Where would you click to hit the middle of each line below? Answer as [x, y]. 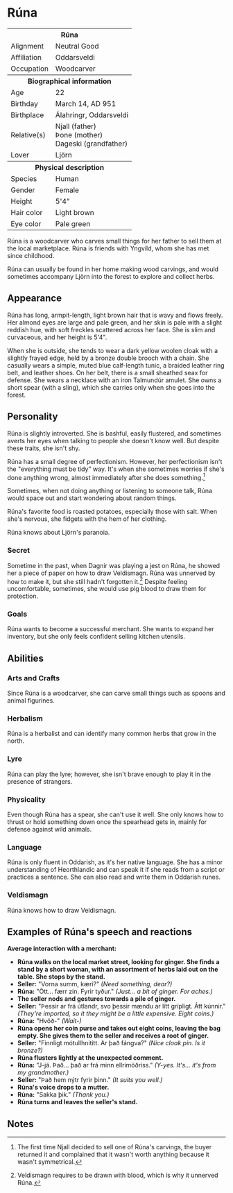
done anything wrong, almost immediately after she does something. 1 [106, 477]
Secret [19, 551]
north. [16, 741]
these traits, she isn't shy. [44, 448]
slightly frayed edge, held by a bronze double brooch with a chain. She [108, 358]
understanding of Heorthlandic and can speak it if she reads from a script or [116, 870]
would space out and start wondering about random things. [92, 498]
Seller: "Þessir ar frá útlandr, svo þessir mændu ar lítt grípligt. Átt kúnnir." [121, 1006]
